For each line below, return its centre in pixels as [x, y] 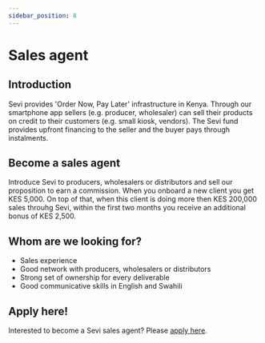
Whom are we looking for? [75, 241]
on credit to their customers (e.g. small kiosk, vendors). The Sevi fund [123, 121]
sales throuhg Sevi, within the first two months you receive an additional [127, 208]
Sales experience [48, 261]
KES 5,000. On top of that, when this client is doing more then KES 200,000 [133, 199]
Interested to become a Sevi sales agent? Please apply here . [108, 331]
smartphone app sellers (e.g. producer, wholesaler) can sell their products [130, 112]
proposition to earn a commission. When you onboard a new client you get [131, 191]
